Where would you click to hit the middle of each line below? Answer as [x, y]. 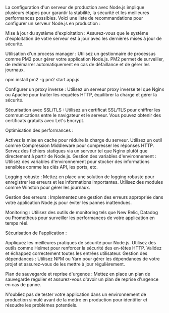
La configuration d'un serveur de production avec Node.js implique [75, 7]
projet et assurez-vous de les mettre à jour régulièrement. [65, 264]
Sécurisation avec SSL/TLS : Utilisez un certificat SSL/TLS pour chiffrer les [83, 110]
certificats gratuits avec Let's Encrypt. [45, 120]
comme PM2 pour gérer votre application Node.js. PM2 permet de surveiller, [84, 59]
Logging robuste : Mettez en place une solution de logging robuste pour [80, 177]
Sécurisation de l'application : [36, 233]
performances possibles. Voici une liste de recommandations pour [74, 18]
